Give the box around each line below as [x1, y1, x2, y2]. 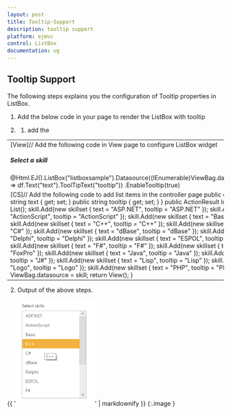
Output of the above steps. [16, 286, 93, 294]
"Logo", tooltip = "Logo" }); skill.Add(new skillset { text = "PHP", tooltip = [10, 263, 215, 272]
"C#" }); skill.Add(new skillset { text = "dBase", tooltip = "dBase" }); [10, 227, 199, 235]
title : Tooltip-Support [7, 18, 76, 25]
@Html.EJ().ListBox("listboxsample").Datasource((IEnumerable [10, 173, 189, 182]
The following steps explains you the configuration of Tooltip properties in [7, 91, 217, 100]
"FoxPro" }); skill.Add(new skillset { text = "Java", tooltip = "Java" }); [10, 248, 201, 257]
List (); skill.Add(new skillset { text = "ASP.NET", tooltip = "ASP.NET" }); [10, 205, 208, 213]
